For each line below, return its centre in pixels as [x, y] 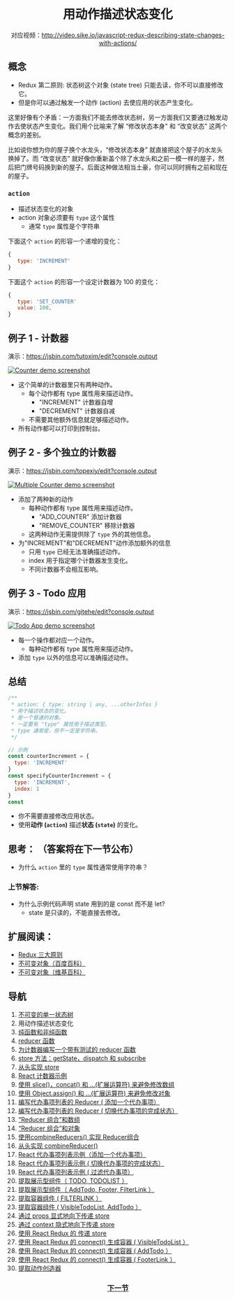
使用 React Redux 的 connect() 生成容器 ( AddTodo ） [95, 1251]
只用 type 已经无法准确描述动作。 [76, 552]
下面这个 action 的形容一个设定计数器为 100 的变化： [84, 281]
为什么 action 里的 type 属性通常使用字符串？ [83, 867]
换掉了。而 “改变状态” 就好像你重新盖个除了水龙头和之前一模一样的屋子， [113, 158]
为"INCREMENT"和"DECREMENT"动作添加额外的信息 [94, 542]
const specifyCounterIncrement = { [60, 776]
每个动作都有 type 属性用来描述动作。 [82, 393]
